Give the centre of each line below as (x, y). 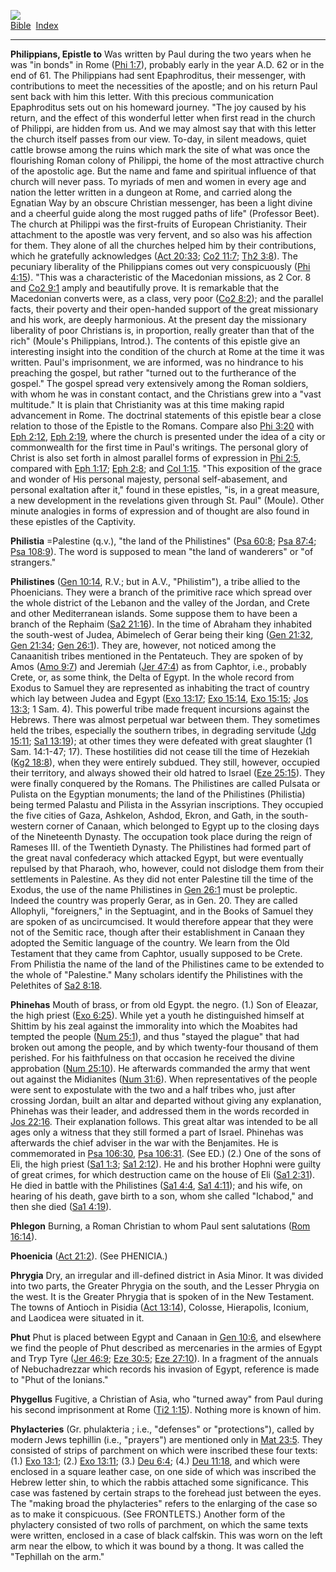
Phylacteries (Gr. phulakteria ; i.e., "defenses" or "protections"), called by (162, 1429)
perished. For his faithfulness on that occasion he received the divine (152, 1058)
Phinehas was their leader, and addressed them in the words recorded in (160, 1111)
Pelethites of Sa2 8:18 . (56, 985)
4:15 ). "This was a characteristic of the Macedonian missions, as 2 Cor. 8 (161, 277)
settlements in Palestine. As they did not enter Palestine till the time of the (162, 879)
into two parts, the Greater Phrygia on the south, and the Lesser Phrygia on (165, 1286)
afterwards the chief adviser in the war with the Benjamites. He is (144, 1143)
